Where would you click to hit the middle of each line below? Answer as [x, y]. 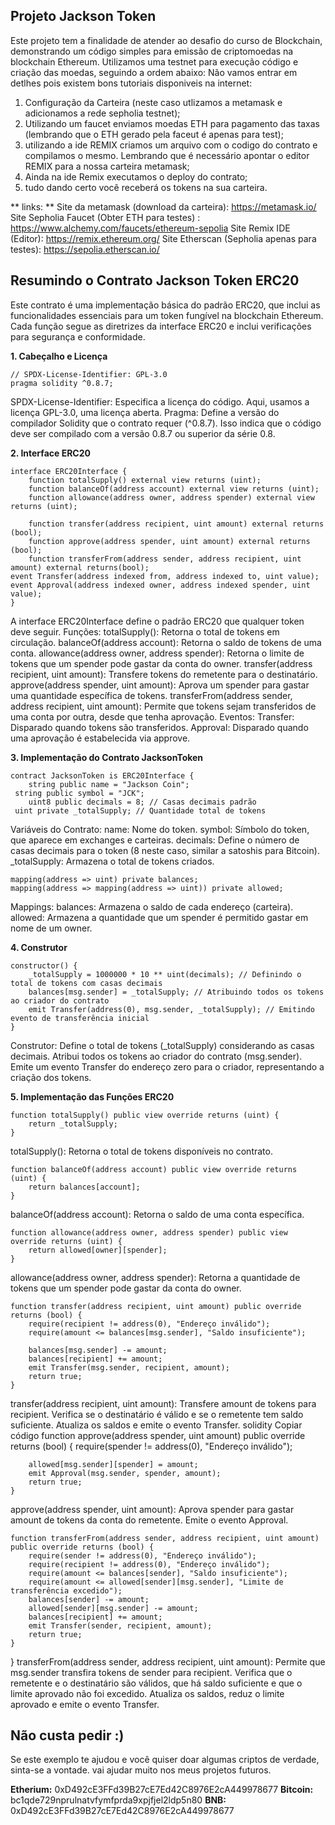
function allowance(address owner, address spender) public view [149, 1232]
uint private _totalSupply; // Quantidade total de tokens [140, 810]
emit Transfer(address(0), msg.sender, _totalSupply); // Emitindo [171, 1009]
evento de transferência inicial [80, 1018]
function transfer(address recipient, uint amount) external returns [176, 524]
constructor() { [44, 965]
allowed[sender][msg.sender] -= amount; [113, 1608]
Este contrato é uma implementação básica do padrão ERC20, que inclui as [165, 305]
